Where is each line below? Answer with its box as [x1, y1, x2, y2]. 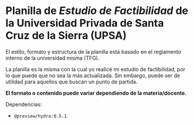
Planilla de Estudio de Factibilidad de [5, 4, 189, 18]
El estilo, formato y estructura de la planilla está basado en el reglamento [5, 48, 182, 55]
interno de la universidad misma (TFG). [5, 54, 100, 61]
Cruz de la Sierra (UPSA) [5, 29, 127, 42]
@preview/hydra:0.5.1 [13, 113, 67, 119]
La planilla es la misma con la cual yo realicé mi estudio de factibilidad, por [5, 65, 186, 72]
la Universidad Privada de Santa [5, 16, 165, 30]
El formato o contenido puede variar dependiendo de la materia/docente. [5, 89, 187, 96]
